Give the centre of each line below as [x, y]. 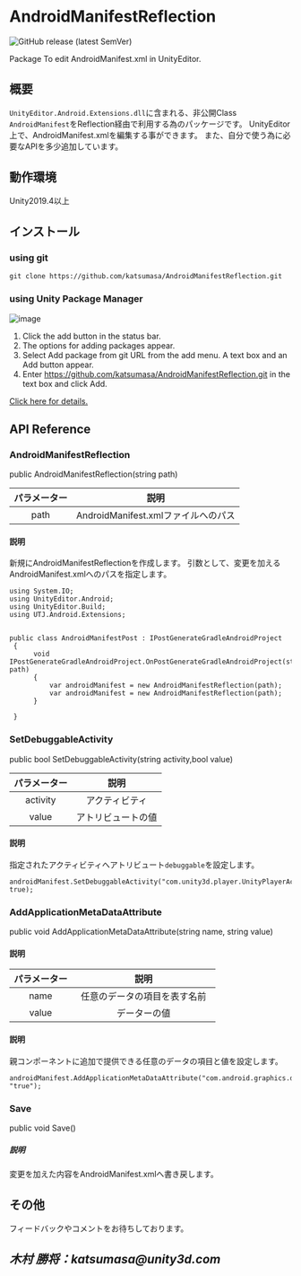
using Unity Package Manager [76, 299]
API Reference [50, 429]
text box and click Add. [64, 383]
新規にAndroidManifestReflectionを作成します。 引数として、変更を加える [145, 563]
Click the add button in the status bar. [91, 336]
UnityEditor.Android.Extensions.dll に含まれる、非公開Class [123, 112]
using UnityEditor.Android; [62, 599]
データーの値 [143, 1014]
